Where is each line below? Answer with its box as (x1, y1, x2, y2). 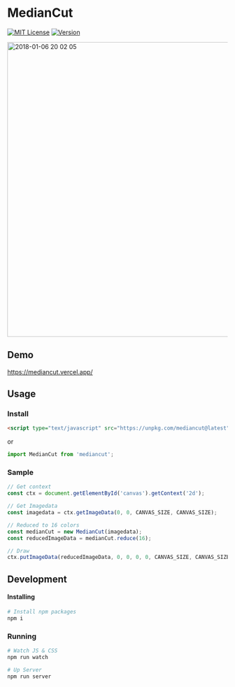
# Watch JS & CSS (7, 647, 58, 654)
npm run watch (7, 653, 49, 660)
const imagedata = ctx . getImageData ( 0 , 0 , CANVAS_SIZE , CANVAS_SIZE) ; (7, 509, 218, 516)
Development (7, 573, 68, 585)
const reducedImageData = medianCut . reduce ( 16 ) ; (7, 534, 152, 541)
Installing (7, 593, 35, 601)
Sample (7, 467, 34, 477)
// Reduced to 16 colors (7, 521, 80, 529)
